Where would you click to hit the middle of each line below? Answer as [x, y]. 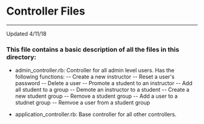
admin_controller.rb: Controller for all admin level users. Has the [95, 71]
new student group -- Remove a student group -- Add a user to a [96, 96]
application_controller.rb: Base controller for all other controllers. [96, 114]
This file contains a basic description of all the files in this [93, 49]
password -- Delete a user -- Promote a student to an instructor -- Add [104, 83]
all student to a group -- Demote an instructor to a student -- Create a [102, 90]
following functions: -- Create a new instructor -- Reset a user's [95, 77]
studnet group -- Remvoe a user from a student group [83, 103]
